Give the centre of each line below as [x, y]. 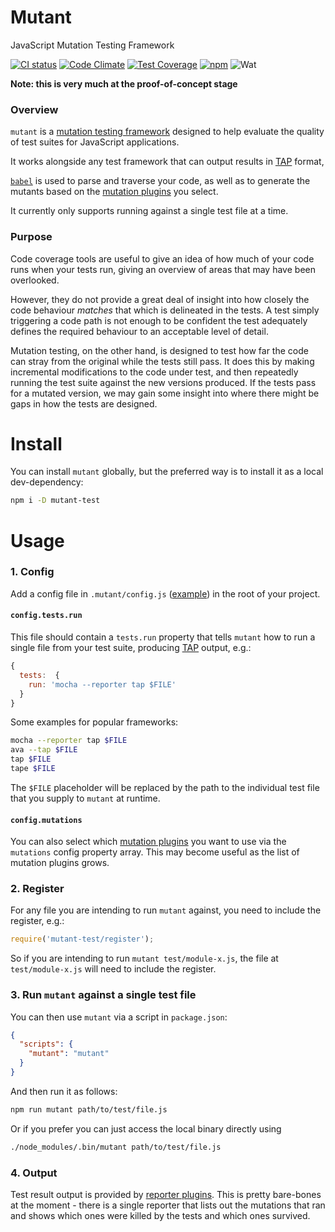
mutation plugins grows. [60, 863]
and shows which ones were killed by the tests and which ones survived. [160, 1215]
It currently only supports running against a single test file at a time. [149, 211]
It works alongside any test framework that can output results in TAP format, [167, 162]
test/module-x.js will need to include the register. [113, 969]
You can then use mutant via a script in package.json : [119, 1017]
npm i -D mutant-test [55, 501]
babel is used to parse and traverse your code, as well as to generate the [160, 181]
